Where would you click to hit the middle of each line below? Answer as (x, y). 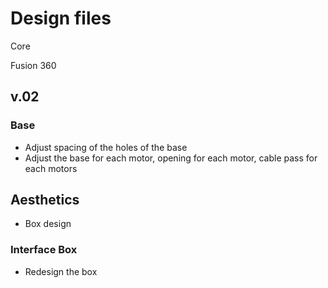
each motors (51, 168)
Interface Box (44, 250)
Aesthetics (45, 200)
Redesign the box (61, 271)
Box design (48, 224)
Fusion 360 (33, 65)
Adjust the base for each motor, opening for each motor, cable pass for (171, 158)
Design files (61, 18)
